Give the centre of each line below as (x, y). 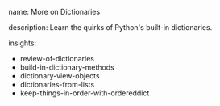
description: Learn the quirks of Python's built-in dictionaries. (110, 27)
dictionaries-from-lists (57, 85)
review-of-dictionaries (57, 59)
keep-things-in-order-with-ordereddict (85, 93)
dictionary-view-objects (60, 76)
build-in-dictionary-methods (67, 67)
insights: (23, 43)
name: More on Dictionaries (54, 12)
